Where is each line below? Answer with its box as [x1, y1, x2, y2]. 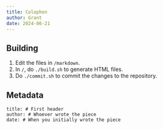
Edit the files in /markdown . [15, 59, 80, 67]
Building [6, 43, 38, 53]
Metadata [6, 90, 44, 100]
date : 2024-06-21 [6, 20, 50, 26]
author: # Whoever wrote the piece [6, 111, 97, 117]
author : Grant [6, 15, 43, 21]
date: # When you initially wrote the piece [6, 117, 121, 123]
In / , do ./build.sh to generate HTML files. [15, 65, 123, 73]
